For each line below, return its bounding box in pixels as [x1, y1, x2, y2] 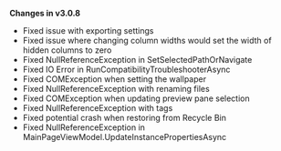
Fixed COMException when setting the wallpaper [22, 74, 207, 85]
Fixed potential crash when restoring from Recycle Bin [22, 113, 226, 123]
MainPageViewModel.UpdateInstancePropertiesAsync [22, 132, 227, 142]
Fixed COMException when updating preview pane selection [22, 93, 250, 104]
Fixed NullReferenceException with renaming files [22, 84, 210, 94]
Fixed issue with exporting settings [22, 25, 154, 35]
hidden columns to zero [22, 45, 112, 55]
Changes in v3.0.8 [9, 8, 80, 18]
